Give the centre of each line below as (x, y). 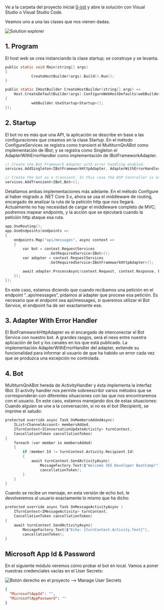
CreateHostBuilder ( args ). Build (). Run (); (73, 76)
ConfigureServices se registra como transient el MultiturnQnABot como (77, 145)
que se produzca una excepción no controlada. (52, 358)
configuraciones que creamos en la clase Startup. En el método (69, 140)
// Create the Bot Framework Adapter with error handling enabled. (75, 164)
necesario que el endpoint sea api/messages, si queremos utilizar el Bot (77, 300)
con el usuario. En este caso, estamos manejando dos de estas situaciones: (81, 401)
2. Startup (21, 123)
